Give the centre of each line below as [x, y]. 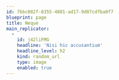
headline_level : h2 [41, 51]
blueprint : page [26, 17]
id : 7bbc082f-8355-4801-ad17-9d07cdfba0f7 [60, 12]
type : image [32, 62]
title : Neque [22, 23]
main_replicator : [28, 29]
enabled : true [34, 68]
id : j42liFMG [33, 40]
